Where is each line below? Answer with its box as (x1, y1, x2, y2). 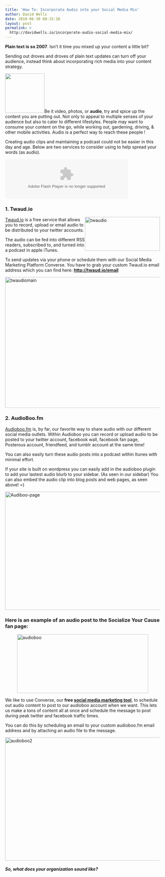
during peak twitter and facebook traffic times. (5, 712, 100, 718)
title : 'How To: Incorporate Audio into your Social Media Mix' (5, 7, 139, 12)
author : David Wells (5, 12, 48, 17)
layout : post (5, 21, 32, 26)
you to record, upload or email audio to (5, 222, 84, 228)
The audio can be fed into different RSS (5, 237, 85, 243)
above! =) (5, 481, 25, 488)
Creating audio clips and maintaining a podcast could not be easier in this (5, 139, 154, 144)
